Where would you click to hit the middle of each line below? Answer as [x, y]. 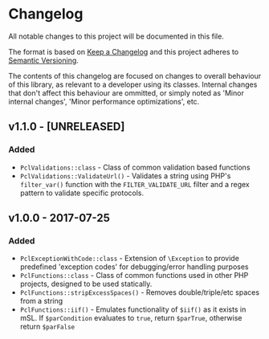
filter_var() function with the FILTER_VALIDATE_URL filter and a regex [135, 184]
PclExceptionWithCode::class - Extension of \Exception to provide [129, 259]
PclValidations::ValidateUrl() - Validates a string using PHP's [125, 176]
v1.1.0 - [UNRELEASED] [67, 127]
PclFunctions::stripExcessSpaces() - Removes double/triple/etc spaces [139, 292]
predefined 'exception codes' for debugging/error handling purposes [134, 267]
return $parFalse [47, 327]
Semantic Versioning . [43, 60]
